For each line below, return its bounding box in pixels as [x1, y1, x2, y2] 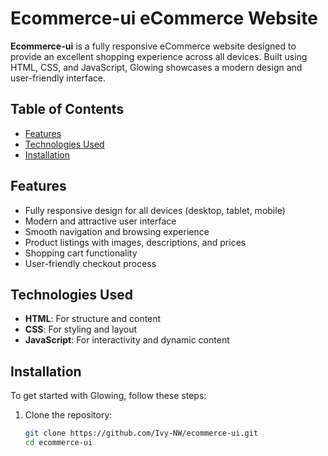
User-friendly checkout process [24, 257, 157, 269]
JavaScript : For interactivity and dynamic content [24, 334, 230, 346]
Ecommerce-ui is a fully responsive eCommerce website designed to [10, 40, 297, 52]
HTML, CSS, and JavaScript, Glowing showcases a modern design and [10, 61, 303, 73]
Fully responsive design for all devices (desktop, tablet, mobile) [24, 204, 286, 216]
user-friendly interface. [10, 72, 107, 84]
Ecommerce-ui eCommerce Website [10, 7, 318, 30]
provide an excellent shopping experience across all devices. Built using [10, 50, 308, 62]
